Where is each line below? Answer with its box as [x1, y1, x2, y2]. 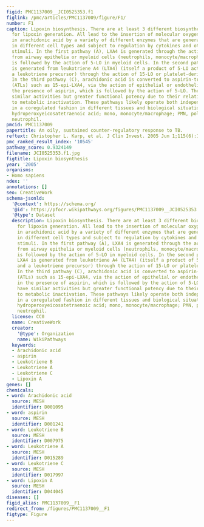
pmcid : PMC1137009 [6, 122, 53, 128]
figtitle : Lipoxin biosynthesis [6, 155, 88, 161]
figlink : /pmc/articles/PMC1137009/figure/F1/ [6, 15, 126, 21]
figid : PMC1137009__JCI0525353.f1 [6, 8, 94, 15]
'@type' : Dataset [12, 212, 56, 219]
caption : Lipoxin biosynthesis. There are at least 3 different [6, 25, 172, 32]
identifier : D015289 [12, 455, 64, 461]
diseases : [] [6, 494, 39, 501]
